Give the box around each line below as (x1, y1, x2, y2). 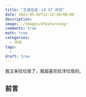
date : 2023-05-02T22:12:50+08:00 (5, 12, 75, 17)
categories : (5, 35, 30, 40)
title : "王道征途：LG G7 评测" (5, 7, 65, 12)
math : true (5, 30, 28, 35)
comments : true (5, 26, 37, 31)
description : (5, 16, 32, 21)
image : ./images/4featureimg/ (5, 21, 68, 26)
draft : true (5, 53, 30, 59)
